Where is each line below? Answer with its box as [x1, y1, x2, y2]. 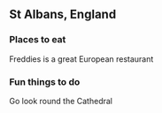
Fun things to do [9, 75, 81, 87]
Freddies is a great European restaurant [9, 53, 154, 64]
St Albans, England [9, 7, 117, 22]
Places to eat [9, 34, 66, 46]
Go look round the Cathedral [9, 95, 113, 106]
